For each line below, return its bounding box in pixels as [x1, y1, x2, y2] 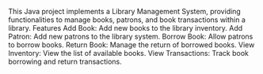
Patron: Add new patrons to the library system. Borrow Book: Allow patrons [8, 31, 253, 41]
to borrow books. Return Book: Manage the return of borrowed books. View [8, 40, 255, 50]
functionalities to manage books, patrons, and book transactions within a [8, 15, 246, 24]
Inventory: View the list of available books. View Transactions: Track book [8, 49, 250, 57]
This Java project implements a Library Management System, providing [8, 7, 242, 16]
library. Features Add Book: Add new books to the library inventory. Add [8, 24, 243, 32]
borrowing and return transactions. [8, 57, 122, 66]
